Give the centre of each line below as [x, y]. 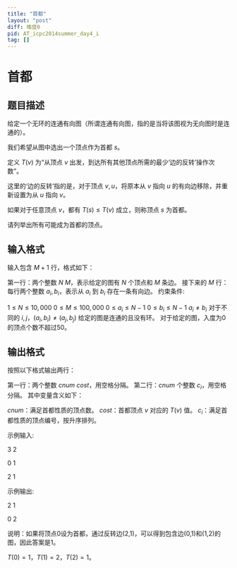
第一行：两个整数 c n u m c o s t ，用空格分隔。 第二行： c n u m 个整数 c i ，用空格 [117, 386]
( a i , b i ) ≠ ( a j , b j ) [55, 318]
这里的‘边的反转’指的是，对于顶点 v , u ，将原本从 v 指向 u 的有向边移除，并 [115, 186]
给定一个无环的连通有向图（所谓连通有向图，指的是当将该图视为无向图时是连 [119, 123]
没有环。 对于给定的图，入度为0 [180, 317]
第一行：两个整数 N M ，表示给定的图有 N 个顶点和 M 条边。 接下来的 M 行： [118, 282]
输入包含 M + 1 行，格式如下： [51, 267]
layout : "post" [30, 20]
